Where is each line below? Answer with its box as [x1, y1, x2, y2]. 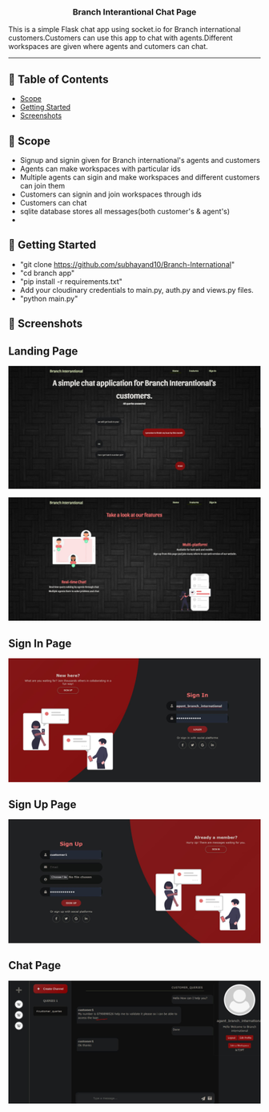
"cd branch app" [19, 268, 75, 278]
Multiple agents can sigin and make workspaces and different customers [19, 172, 260, 182]
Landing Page [8, 344, 78, 358]
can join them [19, 181, 66, 190]
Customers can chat [19, 197, 87, 207]
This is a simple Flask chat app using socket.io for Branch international [8, 25, 242, 34]
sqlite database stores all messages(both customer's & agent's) [19, 206, 231, 216]
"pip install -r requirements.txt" [19, 276, 122, 286]
